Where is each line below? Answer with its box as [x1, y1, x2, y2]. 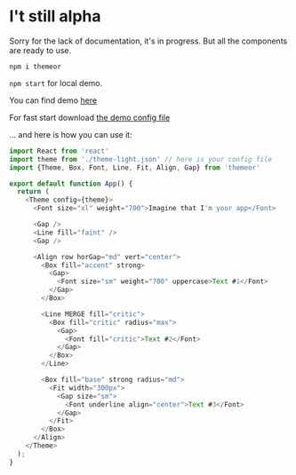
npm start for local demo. [9, 77, 103, 88]
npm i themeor [9, 62, 62, 71]
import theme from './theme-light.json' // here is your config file [9, 154, 273, 163]
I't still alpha [9, 6, 101, 27]
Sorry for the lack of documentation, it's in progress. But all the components [9, 36, 288, 46]
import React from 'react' [9, 146, 109, 155]
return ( [17, 187, 50, 196]
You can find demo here [9, 95, 98, 106]
